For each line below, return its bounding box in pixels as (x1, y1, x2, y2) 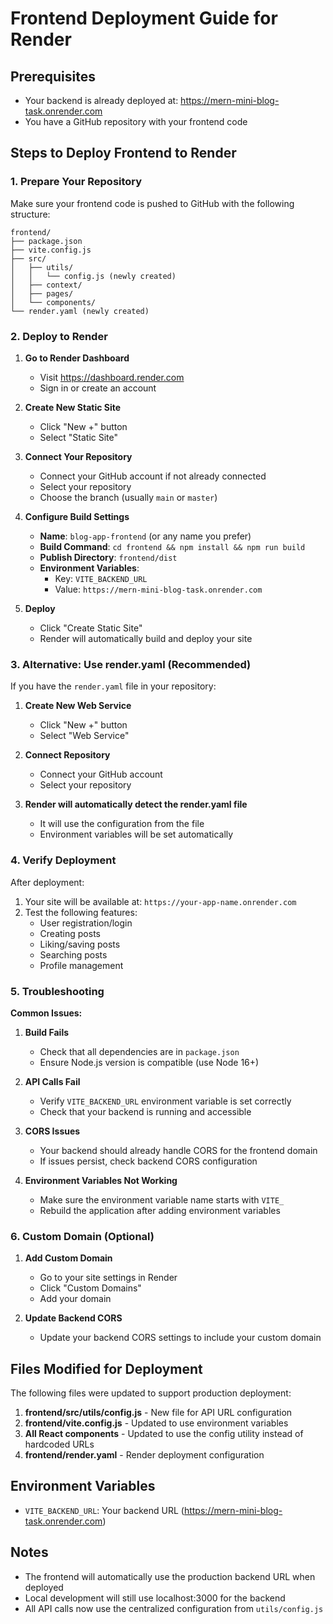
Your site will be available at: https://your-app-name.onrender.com (24, 895, 297, 907)
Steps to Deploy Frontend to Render (10, 145, 237, 162)
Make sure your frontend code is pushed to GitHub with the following (10, 197, 295, 209)
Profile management (39, 959, 124, 971)
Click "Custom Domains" (39, 1282, 142, 1294)
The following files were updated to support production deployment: (10, 1387, 292, 1399)
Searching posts (39, 948, 108, 961)
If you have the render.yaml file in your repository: (10, 680, 217, 692)
